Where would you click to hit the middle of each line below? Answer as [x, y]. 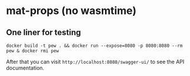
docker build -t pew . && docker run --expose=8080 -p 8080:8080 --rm [94, 46]
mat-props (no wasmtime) [71, 11]
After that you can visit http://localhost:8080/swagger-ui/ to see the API [95, 62]
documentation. [25, 68]
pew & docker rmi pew [33, 51]
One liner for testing [44, 32]
